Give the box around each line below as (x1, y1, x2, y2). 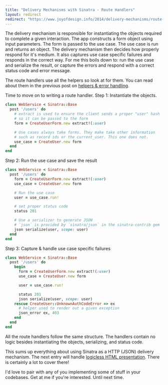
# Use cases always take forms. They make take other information (14, 130, 155, 135)
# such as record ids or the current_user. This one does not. (14, 134, 149, 139)
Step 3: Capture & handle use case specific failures (5, 245, 111, 251)
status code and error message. (5, 68, 71, 74)
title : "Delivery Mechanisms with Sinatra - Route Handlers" (5, 7, 135, 13)
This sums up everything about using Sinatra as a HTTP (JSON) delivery (5, 348, 154, 354)
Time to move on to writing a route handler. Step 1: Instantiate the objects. (5, 92, 157, 98)
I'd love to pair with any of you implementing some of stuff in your (5, 369, 141, 375)
